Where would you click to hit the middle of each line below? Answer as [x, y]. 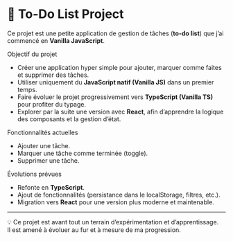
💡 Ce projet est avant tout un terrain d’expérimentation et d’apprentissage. [113, 222]
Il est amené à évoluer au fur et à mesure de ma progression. [94, 230]
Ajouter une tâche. [44, 145]
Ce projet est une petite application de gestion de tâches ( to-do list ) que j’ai [115, 33]
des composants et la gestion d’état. [69, 119]
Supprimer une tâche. [48, 160]
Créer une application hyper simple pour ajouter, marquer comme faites [119, 67]
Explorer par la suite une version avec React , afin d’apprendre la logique [120, 111]
